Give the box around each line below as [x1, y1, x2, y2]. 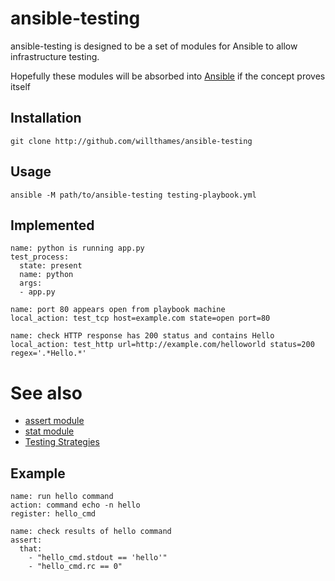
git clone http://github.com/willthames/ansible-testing [10, 136, 253, 146]
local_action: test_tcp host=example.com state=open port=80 [10, 313, 271, 324]
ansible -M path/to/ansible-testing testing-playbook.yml [10, 190, 257, 200]
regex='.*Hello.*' [10, 348, 87, 359]
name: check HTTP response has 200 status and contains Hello [10, 331, 275, 341]
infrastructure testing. [10, 50, 100, 62]
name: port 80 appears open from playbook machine [10, 305, 226, 315]
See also [10, 382, 83, 404]
